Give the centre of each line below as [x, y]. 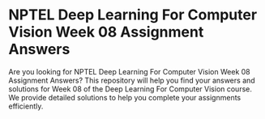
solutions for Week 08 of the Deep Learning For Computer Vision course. [130, 89]
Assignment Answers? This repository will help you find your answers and [132, 80]
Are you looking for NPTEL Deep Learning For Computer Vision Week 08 [129, 71]
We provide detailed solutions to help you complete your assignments [125, 97]
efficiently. [26, 106]
